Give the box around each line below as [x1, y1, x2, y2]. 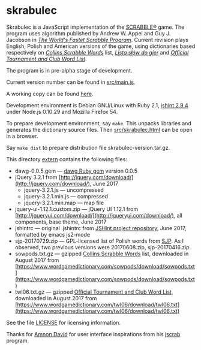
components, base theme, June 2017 [14, 218, 107, 225]
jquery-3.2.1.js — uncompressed [23, 186, 104, 194]
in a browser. [6, 132, 38, 140]
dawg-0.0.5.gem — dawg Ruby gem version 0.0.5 [14, 167, 138, 174]
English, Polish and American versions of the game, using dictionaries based [6, 43, 196, 50]
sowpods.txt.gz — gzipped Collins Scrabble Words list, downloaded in [14, 250, 189, 257]
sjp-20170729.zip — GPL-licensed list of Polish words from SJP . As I [14, 237, 184, 245]
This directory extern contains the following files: [6, 155, 127, 162]
